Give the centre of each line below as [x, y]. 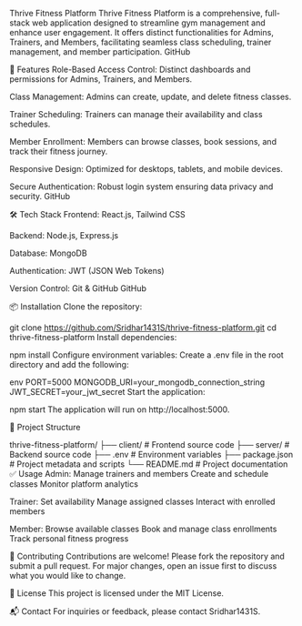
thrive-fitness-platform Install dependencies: [93, 337]
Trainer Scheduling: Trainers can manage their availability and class [136, 114]
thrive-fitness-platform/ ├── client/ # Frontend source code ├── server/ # [150, 444]
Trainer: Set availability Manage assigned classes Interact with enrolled [142, 501]
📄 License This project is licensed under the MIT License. [117, 593]
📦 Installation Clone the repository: [76, 307]
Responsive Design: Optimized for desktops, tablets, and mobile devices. [146, 169]
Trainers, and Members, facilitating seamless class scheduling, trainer [141, 42]
